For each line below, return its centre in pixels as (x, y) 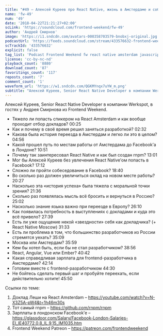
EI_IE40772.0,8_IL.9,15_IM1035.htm (47, 323)
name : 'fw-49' (19, 14)
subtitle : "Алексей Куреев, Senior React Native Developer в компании (78, 91)
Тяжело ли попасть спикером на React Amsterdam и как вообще (79, 119)
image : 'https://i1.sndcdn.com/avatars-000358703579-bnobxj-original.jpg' (82, 37)
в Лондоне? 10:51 (30, 150)
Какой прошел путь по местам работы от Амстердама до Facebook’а (84, 145)
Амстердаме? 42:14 (33, 263)
